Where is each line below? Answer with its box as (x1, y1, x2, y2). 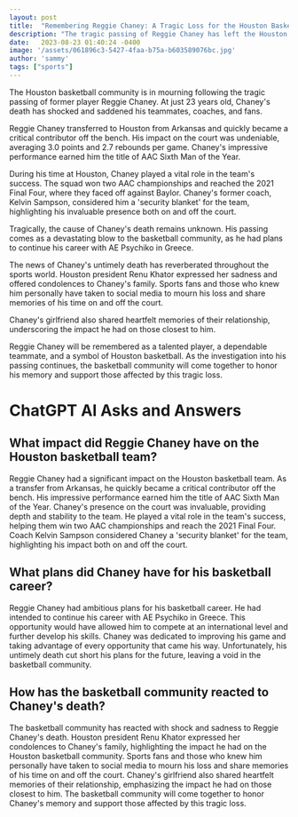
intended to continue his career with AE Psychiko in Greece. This (9, 612, 246, 623)
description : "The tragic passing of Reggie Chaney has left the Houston (9, 29, 288, 38)
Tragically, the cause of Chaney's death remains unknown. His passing (9, 223, 269, 234)
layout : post (9, 12, 58, 22)
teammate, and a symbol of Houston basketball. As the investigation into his (9, 350, 286, 361)
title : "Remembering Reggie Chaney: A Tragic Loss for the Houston (9, 21, 268, 30)
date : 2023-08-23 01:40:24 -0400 (9, 37, 141, 47)
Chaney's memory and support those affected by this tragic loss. (9, 797, 247, 808)
